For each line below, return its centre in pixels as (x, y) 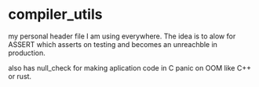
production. (27, 53)
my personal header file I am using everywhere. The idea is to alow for (122, 36)
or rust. (20, 76)
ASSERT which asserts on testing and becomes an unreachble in (113, 44)
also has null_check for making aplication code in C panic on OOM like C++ (129, 67)
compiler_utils (55, 14)
